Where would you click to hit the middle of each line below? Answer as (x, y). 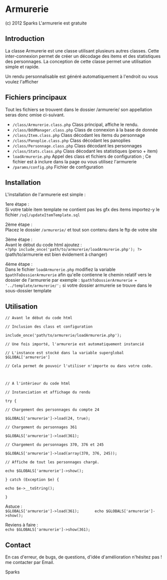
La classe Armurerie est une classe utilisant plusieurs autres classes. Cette (82, 50)
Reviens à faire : (22, 525)
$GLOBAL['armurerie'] (28, 357)
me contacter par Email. (30, 562)
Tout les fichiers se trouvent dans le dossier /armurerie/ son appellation (79, 109)
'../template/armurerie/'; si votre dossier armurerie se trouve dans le (78, 285)
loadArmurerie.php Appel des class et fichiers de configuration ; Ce (82, 156)
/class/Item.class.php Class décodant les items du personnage (78, 135)
